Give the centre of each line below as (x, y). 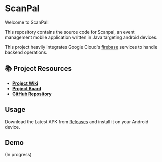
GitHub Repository (32, 94)
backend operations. (26, 52)
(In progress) (18, 155)
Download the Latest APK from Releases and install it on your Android (77, 121)
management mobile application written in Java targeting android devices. (81, 37)
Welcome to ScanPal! (27, 22)
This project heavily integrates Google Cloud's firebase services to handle (81, 47)
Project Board (27, 88)
